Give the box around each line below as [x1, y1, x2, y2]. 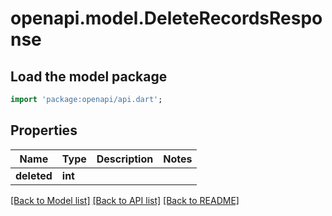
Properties [10, 122, 78, 139]
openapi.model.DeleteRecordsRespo [10, 7, 323, 30]
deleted [15, 168, 53, 182]
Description [96, 152, 154, 166]
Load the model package [10, 68, 168, 85]
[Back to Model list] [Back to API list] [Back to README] [10, 194, 240, 206]
